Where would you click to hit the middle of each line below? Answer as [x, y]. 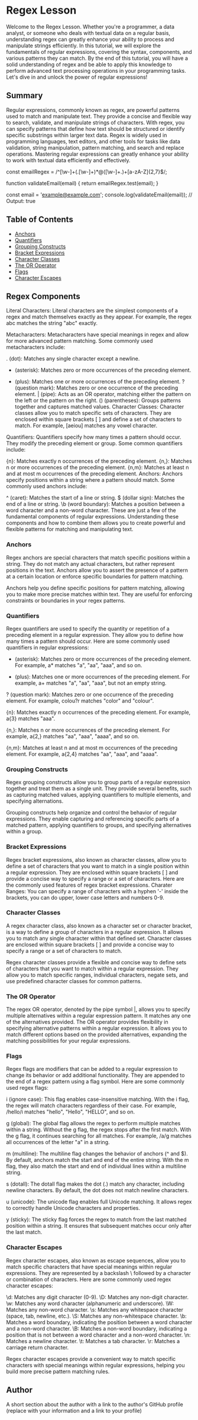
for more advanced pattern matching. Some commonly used [79, 341]
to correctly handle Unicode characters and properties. [73, 1208]
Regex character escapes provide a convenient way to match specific [91, 1358]
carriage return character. [38, 1347]
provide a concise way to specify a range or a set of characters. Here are [95, 878]
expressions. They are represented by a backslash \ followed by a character [98, 1273]
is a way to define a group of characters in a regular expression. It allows [95, 932]
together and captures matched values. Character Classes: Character [99, 407]
